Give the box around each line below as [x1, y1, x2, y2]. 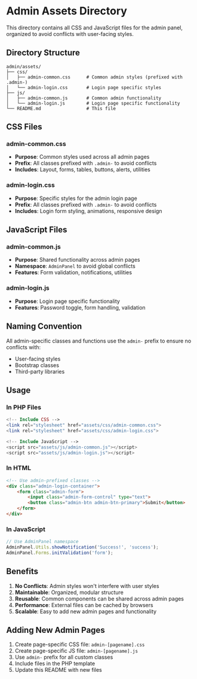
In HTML [6, 464, 32, 472]
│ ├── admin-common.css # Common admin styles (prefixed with [6, 74, 183, 80]
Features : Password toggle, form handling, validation [14, 304, 146, 311]
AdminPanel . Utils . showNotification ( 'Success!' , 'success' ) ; [6, 544, 159, 550]
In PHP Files [6, 403, 42, 411]
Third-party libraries [14, 368, 65, 375]
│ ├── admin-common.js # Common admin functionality [6, 95, 162, 101]
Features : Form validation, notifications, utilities [14, 269, 133, 276]
